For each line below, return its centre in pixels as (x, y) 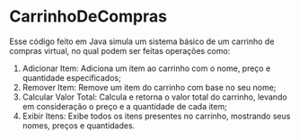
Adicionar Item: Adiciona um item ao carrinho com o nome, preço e (146, 68)
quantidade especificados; (71, 77)
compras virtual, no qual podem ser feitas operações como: (120, 50)
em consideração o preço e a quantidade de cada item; (124, 106)
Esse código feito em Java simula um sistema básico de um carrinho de (142, 41)
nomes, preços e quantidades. (79, 125)
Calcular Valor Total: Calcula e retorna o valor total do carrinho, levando (154, 97)
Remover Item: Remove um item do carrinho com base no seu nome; (149, 87)
